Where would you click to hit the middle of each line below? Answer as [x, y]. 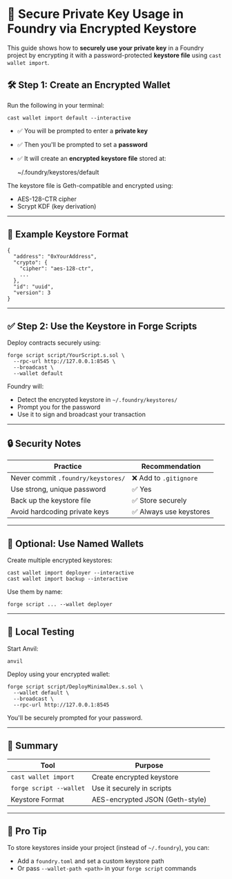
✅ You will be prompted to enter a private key [83, 131]
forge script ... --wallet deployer [60, 604]
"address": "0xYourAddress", [55, 256]
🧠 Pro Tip [27, 831]
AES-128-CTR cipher [47, 199]
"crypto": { [31, 262]
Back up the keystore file [51, 501]
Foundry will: [26, 387]
